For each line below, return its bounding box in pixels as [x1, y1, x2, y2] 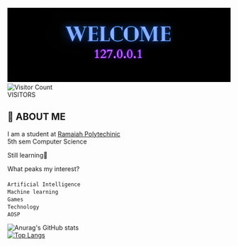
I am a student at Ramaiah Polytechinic [7, 129, 120, 138]
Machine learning [7, 188, 59, 195]
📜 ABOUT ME [7, 111, 66, 123]
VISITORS [7, 90, 36, 99]
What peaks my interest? [7, 164, 80, 173]
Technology [7, 203, 40, 211]
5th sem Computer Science [7, 137, 87, 146]
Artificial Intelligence [7, 181, 81, 188]
